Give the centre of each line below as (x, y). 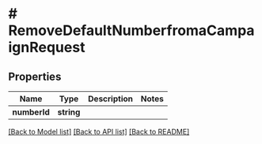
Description (110, 99)
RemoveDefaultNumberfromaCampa (131, 30)
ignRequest (47, 47)
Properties (35, 76)
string (69, 112)
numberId (31, 112)
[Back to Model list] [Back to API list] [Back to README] (99, 132)
